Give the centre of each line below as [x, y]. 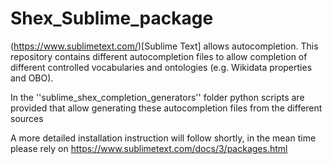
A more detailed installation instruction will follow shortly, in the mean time [163, 138]
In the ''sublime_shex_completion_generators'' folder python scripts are [157, 97]
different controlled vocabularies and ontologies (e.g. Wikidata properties [161, 67]
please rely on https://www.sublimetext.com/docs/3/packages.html [149, 148]
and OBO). [32, 78]
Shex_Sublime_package [112, 18]
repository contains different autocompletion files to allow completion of [159, 56]
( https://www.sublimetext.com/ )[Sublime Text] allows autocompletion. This [164, 46]
